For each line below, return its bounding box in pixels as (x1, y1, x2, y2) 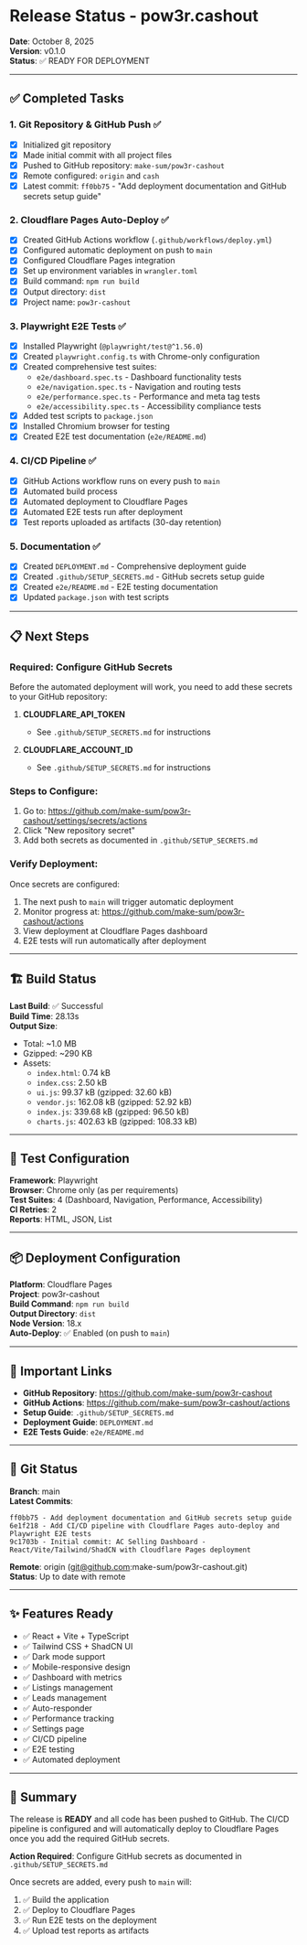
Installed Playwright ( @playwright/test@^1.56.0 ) (22, 340, 204, 351)
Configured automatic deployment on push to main (22, 244, 213, 256)
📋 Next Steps (9, 629, 90, 644)
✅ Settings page (22, 1723, 85, 1734)
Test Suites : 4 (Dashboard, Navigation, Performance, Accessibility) (9, 1195, 263, 1206)
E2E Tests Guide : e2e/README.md (22, 1426, 144, 1437)
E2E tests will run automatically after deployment (22, 935, 207, 946)
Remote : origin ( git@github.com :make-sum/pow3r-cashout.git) (9, 1561, 249, 1572)
